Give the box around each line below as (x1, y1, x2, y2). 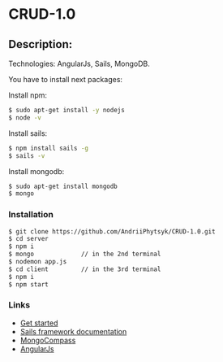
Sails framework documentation (19, 326, 127, 336)
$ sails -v (8, 151, 45, 159)
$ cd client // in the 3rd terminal (8, 265, 161, 273)
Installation (8, 209, 54, 220)
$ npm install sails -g (8, 144, 89, 152)
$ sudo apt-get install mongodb (8, 182, 118, 190)
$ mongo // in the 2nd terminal (8, 250, 161, 259)
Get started (19, 318, 58, 328)
